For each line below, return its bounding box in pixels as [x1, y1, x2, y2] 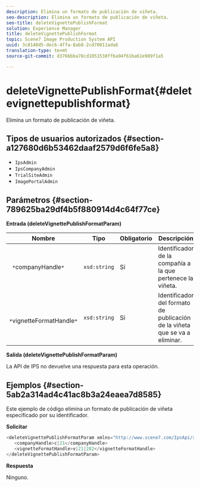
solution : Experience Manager [6, 25, 82, 32]
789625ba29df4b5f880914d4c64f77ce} [6, 204, 161, 215]
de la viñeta [158, 321, 190, 330]
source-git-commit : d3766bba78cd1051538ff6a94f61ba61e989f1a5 [6, 53, 164, 59]
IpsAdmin [14, 160, 37, 166]
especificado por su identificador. [6, 412, 89, 418]
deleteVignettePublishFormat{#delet [6, 84, 192, 97]
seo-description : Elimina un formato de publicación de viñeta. [6, 14, 169, 20]
